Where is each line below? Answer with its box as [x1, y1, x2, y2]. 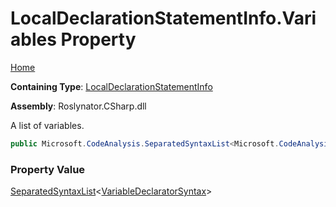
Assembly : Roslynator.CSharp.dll [10, 100, 147, 112]
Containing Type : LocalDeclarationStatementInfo [10, 80, 213, 92]
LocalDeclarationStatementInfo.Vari [10, 7, 317, 30]
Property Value [10, 162, 86, 176]
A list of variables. [10, 119, 85, 131]
